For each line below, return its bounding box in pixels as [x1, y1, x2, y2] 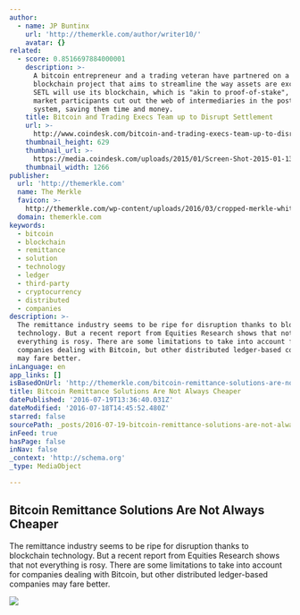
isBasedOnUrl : [9, 379, 62, 388]
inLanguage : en [9, 362, 66, 371]
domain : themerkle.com [17, 212, 102, 222]
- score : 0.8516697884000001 [17, 55, 126, 63]
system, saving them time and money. [32, 105, 174, 114]
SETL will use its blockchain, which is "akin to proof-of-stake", [32, 88, 290, 97]
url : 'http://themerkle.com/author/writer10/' [25, 29, 202, 38]
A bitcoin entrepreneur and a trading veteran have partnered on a [32, 72, 290, 80]
